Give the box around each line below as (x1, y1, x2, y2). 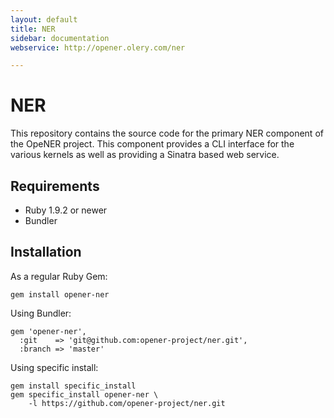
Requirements (10, 177, 100, 195)
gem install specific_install (10, 381, 137, 391)
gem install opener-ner (10, 289, 110, 300)
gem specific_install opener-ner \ (10, 389, 159, 400)
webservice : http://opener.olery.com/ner (10, 42, 186, 53)
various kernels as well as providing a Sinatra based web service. (10, 149, 280, 161)
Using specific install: (10, 361, 99, 373)
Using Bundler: (10, 307, 72, 319)
